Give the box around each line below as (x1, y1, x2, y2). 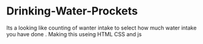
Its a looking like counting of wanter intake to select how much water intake (6, 24, 197, 31)
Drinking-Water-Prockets (6, 4, 138, 18)
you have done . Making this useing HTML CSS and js (6, 30, 142, 37)
